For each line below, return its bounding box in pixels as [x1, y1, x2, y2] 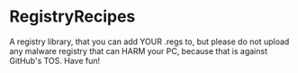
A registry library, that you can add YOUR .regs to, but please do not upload [9, 36, 290, 47]
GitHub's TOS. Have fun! [9, 55, 101, 66]
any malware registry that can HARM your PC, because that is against [9, 45, 268, 56]
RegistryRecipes [9, 6, 136, 27]
